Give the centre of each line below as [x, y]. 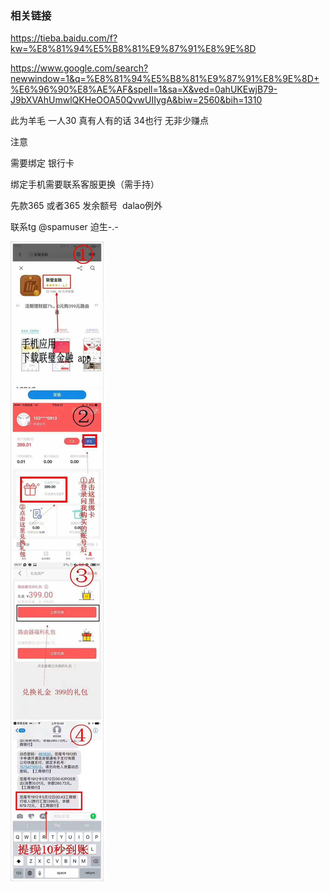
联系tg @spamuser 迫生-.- [64, 227]
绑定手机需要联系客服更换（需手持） [85, 184]
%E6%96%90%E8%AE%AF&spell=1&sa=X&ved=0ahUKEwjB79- [144, 89]
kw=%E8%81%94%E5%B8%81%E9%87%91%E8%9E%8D [133, 49]
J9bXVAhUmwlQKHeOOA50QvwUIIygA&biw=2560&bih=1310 [136, 100]
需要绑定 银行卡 [42, 163]
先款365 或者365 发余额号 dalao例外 [86, 206]
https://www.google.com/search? [79, 68]
